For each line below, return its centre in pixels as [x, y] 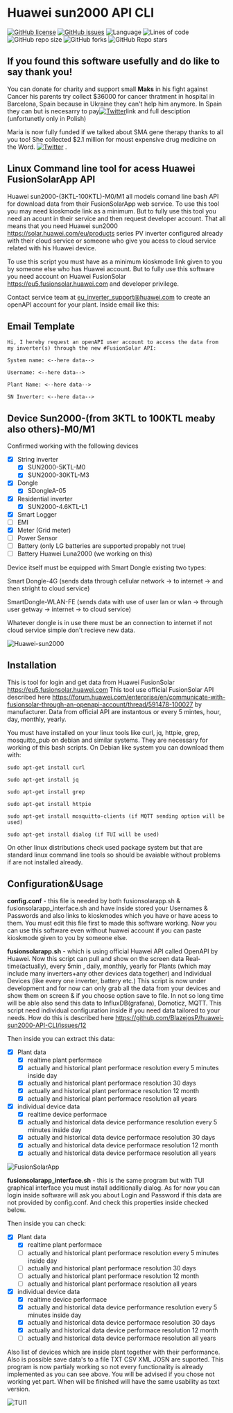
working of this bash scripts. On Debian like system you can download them [116, 747]
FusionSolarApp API [51, 180]
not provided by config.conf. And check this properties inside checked [108, 1203]
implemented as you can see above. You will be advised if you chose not [111, 1374]
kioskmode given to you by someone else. [68, 937]
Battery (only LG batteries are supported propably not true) [101, 546]
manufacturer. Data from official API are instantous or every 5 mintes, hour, [114, 711]
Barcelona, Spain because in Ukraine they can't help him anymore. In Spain [114, 104]
